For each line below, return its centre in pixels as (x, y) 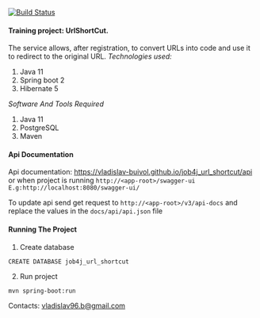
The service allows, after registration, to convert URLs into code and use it (130, 48)
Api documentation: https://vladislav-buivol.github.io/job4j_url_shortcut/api (130, 172)
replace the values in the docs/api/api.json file (86, 211)
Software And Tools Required (56, 104)
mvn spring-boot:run (42, 291)
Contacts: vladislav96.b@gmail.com (67, 305)
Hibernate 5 (39, 89)
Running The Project (43, 229)
